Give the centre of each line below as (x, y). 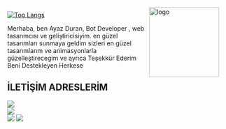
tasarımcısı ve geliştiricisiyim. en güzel (63, 36)
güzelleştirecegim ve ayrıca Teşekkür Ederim (72, 58)
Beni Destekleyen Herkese (45, 66)
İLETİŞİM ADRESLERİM (58, 88)
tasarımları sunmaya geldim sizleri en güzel (69, 43)
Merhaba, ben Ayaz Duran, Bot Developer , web (76, 28)
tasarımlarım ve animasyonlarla (52, 51)
